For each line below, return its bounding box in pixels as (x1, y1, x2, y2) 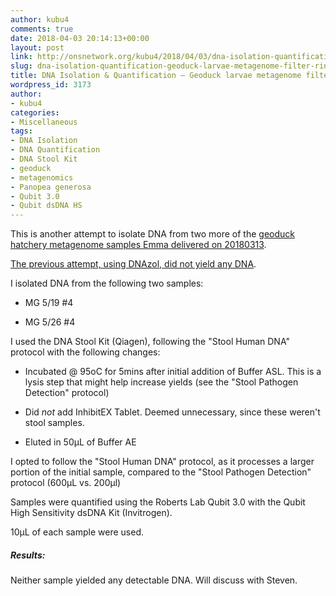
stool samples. (24, 417, 85, 429)
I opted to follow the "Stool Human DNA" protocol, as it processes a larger (10, 456, 315, 468)
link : (10, 52, 33, 62)
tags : (10, 126, 33, 136)
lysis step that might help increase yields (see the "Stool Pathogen (24, 376, 299, 388)
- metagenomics (10, 172, 74, 183)
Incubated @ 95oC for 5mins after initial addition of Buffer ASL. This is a (24, 366, 322, 378)
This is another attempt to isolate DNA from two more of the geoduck (10, 228, 295, 240)
